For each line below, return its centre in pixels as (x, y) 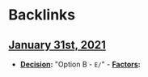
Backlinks (42, 15)
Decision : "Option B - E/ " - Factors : (80, 64)
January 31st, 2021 (57, 45)
